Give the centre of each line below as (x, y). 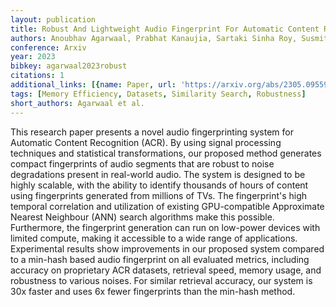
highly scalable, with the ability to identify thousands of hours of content (159, 185)
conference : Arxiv (48, 47)
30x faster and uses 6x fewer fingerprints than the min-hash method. (153, 291)
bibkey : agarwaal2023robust (69, 66)
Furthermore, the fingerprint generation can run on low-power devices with (165, 227)
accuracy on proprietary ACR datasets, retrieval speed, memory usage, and (166, 270)
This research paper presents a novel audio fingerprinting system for (152, 132)
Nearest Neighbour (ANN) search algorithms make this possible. (142, 217)
